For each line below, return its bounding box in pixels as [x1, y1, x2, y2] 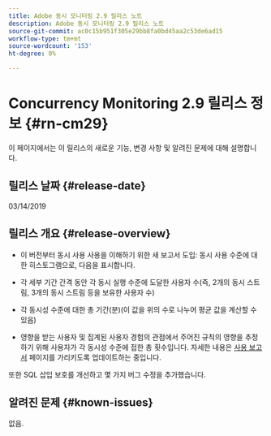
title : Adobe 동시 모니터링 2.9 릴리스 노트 [8, 11, 143, 20]
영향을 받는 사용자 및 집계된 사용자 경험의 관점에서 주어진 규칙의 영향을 [19, 332, 243, 342]
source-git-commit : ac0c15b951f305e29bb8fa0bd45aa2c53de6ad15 [8, 27, 223, 35]
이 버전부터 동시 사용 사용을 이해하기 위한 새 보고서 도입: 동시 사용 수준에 [19, 249, 250, 260]
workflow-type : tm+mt [8, 34, 82, 43]
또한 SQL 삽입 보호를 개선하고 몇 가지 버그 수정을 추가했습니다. [8, 369, 207, 379]
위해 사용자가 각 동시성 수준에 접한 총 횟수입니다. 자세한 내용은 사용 [35, 342, 247, 352]
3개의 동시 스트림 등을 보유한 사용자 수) [31, 287, 156, 297]
